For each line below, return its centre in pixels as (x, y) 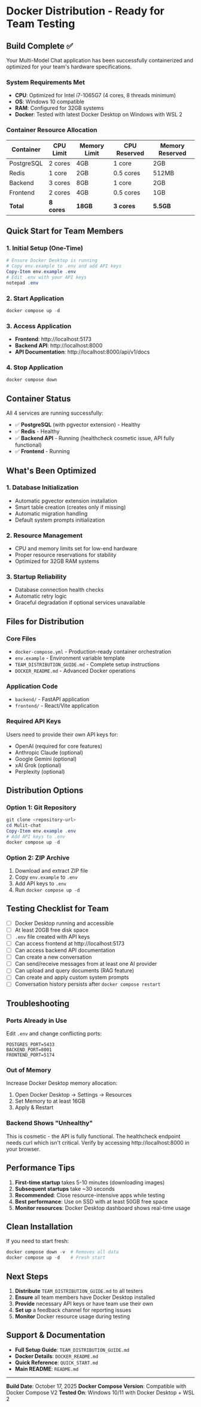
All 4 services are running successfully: (55, 413)
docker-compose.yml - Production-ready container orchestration (93, 652)
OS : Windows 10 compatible (50, 102)
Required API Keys (34, 722)
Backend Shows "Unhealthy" (50, 1123)
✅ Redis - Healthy (37, 432)
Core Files (21, 639)
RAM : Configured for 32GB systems (59, 108)
